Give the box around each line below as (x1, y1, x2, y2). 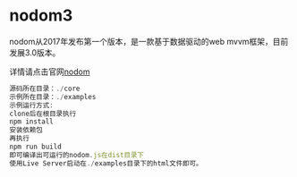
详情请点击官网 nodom (9, 66, 90, 77)
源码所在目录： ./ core (9, 84, 81, 93)
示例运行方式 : (9, 100, 54, 110)
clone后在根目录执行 (9, 109, 77, 118)
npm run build (9, 142, 63, 152)
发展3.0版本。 (9, 46, 61, 58)
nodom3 (9, 5, 73, 26)
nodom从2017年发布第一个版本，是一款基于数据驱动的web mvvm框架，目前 (9, 36, 289, 46)
